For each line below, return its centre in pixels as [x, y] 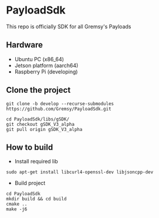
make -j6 [17, 209]
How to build [30, 147]
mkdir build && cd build [36, 199]
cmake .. [17, 204]
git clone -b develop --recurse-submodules [60, 103]
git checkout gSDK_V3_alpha [40, 124]
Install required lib [36, 162]
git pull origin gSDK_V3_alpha [44, 129]
